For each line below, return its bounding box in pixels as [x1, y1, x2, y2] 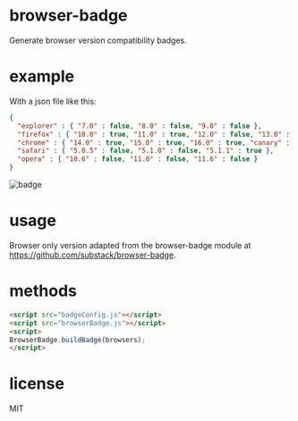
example [9, 66, 75, 87]
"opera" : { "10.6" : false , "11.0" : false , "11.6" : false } [17, 155, 259, 164]
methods [9, 281, 78, 301]
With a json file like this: [9, 96, 97, 106]
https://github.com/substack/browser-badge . [9, 249, 176, 260]
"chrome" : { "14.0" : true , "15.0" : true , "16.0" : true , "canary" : [17, 138, 291, 147]
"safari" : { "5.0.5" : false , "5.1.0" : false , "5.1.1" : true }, [17, 147, 275, 156]
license [9, 374, 65, 394]
